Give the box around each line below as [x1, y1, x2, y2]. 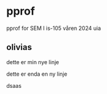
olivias [6, 42, 32, 52]
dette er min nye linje [6, 58, 59, 65]
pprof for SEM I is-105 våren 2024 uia [6, 24, 101, 32]
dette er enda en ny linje [6, 70, 67, 78]
